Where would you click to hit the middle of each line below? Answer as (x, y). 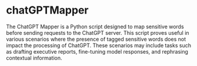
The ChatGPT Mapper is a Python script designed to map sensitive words (95, 27)
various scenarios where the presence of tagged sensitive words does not (96, 39)
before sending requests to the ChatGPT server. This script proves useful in (98, 32)
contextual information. (34, 58)
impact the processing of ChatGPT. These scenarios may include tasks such (98, 45)
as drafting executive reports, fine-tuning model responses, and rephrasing (97, 51)
